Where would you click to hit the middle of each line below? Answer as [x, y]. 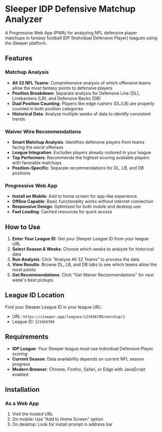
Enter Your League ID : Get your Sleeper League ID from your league [80, 239]
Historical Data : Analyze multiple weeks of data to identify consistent [81, 114]
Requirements [27, 337]
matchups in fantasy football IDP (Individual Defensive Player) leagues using [81, 38]
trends [18, 119]
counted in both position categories [48, 108]
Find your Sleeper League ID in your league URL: [54, 307]
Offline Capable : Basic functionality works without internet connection [83, 201]
